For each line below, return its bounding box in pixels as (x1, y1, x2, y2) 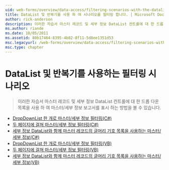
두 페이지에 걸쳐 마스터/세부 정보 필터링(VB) (12, 146, 99, 152)
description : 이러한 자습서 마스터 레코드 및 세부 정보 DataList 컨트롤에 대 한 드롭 (5, 21, 163, 27)
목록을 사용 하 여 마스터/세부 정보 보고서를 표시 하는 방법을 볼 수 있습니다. (17, 104, 161, 111)
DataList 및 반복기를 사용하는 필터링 (5, 68, 147, 79)
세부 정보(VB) (12, 159, 40, 165)
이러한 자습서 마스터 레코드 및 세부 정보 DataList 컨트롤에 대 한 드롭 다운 (17, 98, 159, 104)
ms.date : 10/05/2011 (5, 31, 49, 36)
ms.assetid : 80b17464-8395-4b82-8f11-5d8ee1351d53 (5, 36, 114, 41)
